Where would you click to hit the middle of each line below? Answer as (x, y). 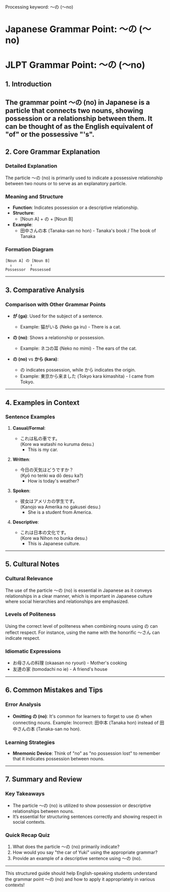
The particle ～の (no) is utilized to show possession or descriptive (82, 805)
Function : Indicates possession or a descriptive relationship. (76, 208)
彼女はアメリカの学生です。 (49, 501)
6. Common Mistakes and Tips (54, 690)
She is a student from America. (60, 512)
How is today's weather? (53, 481)
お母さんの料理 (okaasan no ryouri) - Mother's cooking (70, 663)
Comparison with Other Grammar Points (56, 304)
